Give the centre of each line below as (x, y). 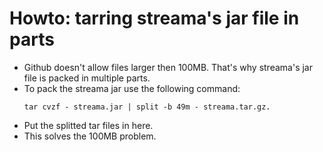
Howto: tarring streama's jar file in (154, 18)
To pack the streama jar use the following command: (132, 88)
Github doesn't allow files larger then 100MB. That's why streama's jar (168, 67)
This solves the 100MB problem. (90, 136)
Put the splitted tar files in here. (88, 125)
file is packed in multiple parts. (87, 78)
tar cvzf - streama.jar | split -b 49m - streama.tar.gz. (147, 107)
